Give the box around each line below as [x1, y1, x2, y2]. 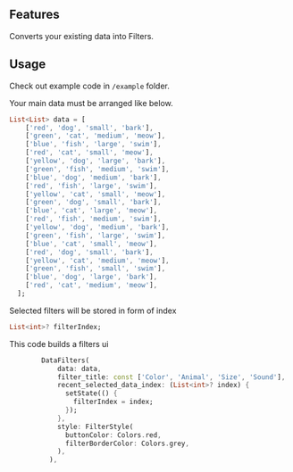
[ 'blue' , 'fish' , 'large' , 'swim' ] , [25, 140, 163, 149]
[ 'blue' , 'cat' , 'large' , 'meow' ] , [25, 206, 158, 215]
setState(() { [65, 389, 118, 398]
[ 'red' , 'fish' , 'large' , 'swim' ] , [25, 181, 158, 190]
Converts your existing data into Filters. [9, 30, 155, 41]
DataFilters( [41, 356, 90, 365]
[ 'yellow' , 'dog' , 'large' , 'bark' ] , [25, 156, 166, 165]
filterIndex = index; [72, 397, 154, 407]
